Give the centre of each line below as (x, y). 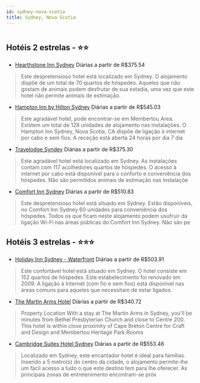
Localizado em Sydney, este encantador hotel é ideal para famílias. (103, 355)
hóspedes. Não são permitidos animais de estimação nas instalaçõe (104, 180)
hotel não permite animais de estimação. (71, 96)
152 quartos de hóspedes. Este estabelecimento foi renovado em (101, 277)
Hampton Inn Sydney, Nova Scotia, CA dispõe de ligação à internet (103, 132)
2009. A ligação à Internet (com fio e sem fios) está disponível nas (102, 284)
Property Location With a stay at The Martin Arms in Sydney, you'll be (106, 313)
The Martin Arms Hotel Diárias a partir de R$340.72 (78, 302)
